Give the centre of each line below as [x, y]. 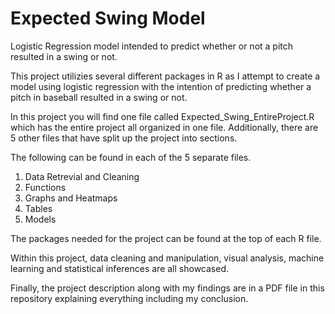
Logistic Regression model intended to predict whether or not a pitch [152, 46]
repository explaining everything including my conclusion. [129, 298]
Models [40, 219]
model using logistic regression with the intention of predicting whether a [161, 86]
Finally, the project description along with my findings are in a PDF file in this [167, 288]
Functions [45, 187]
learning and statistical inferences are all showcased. [119, 268]
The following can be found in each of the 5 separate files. [131, 157]
